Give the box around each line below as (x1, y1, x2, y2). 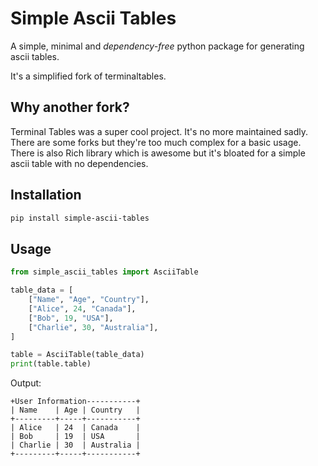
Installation (10, 187, 82, 204)
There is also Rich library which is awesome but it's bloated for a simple (10, 147, 306, 159)
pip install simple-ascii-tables (10, 213, 150, 223)
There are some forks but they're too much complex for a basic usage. (10, 136, 302, 148)
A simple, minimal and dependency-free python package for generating (10, 40, 305, 52)
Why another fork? (10, 99, 130, 116)
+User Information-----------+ (10, 397, 141, 407)
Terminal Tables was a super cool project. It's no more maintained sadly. (10, 125, 308, 137)
